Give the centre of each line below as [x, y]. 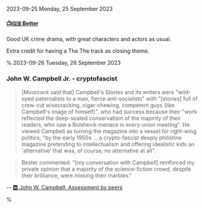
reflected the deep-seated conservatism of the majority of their [101, 118]
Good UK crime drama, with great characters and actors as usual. [89, 39]
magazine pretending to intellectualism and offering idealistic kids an [108, 144]
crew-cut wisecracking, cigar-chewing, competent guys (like [98, 105]
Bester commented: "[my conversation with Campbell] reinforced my [108, 162]
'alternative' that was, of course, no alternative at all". [88, 150]
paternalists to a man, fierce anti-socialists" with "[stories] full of [116, 98]
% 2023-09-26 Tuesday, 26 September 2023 [64, 63]
